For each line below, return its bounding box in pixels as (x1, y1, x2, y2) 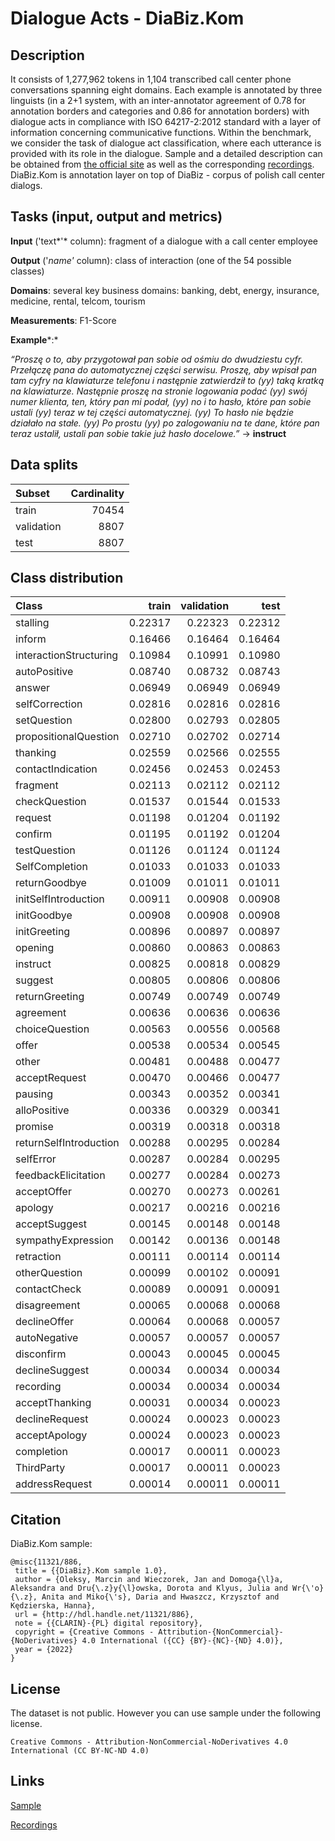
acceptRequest (15, 1071, 87, 1085)
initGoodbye (15, 908, 73, 922)
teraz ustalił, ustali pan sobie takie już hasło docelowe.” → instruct (10, 427, 287, 439)
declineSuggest (15, 1363, 90, 1377)
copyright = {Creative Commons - (14, 1627, 155, 1637)
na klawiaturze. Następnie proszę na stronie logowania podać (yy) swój (10, 385, 308, 397)
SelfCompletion (15, 860, 88, 874)
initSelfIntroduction (15, 892, 105, 906)
